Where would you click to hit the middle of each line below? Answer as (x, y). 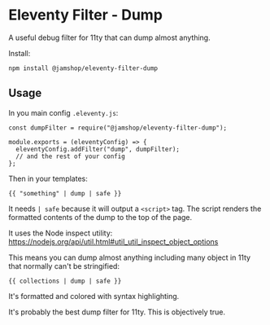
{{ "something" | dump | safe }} (65, 193)
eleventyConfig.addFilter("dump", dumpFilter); (98, 149)
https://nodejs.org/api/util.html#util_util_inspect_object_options (113, 241)
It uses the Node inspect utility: (61, 233)
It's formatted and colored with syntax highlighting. (94, 296)
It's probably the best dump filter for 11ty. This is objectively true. (117, 312)
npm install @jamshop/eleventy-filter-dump (83, 68)
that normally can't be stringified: (64, 266)
